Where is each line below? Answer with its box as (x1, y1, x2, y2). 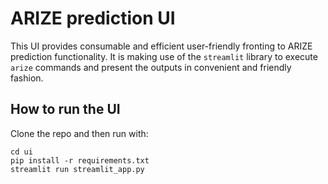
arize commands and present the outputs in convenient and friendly (10, 61, 292, 73)
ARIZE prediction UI (10, 7, 176, 30)
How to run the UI (10, 101, 121, 118)
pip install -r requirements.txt (10, 155, 150, 166)
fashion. (10, 72, 44, 84)
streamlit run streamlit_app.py (10, 164, 145, 174)
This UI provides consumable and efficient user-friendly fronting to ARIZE (10, 40, 313, 52)
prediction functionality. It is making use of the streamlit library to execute (10, 50, 318, 62)
